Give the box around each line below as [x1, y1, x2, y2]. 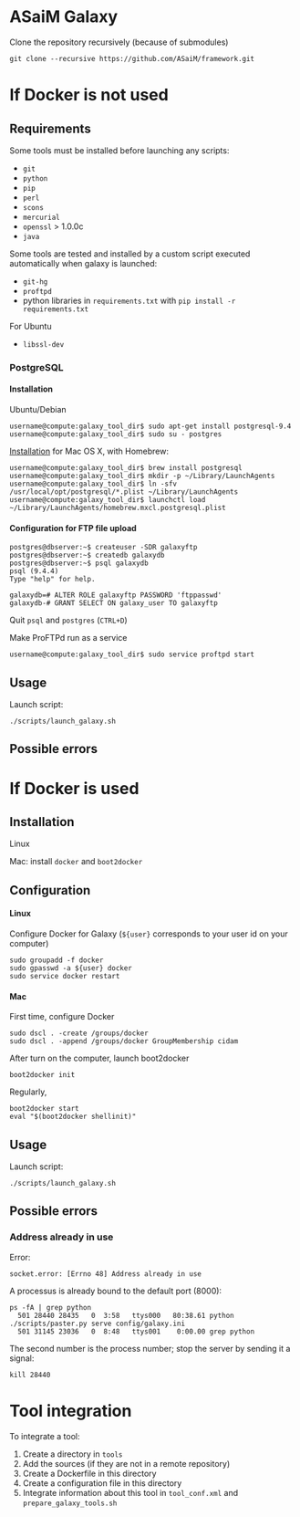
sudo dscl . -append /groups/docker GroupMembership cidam [9, 1037, 239, 1046]
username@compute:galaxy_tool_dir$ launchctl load [9, 496, 206, 505]
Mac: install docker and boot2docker [9, 856, 143, 867]
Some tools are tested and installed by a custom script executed [9, 248, 251, 259]
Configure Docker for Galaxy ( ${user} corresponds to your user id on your [9, 928, 289, 939]
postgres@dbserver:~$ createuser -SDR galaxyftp [9, 543, 198, 552]
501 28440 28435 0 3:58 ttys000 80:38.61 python [17, 1311, 234, 1320]
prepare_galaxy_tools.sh [22, 1499, 118, 1508]
